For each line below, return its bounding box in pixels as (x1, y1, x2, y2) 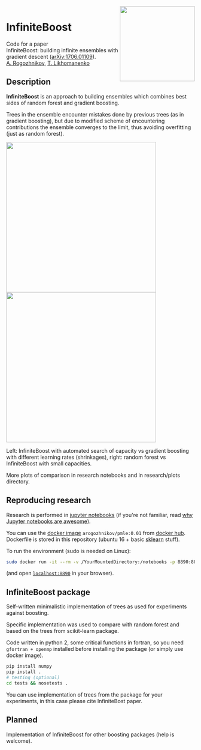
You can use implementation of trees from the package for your (6, 691, 163, 698)
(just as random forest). (6, 130, 65, 137)
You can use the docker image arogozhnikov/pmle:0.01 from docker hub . (6, 529, 186, 536)
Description (6, 77, 51, 87)
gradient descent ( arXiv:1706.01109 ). (6, 53, 96, 60)
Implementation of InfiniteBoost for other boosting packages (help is (6, 731, 175, 738)
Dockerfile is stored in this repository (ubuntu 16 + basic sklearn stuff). (6, 536, 181, 543)
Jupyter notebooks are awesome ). (6, 518, 91, 525)
